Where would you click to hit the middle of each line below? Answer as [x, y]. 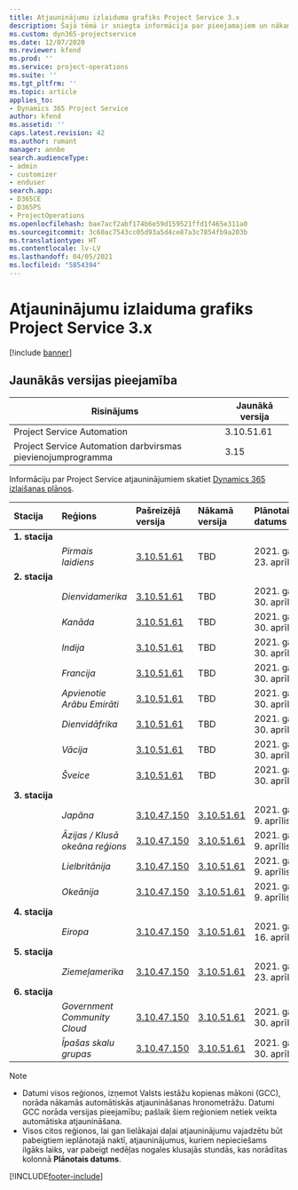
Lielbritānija [86, 866]
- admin [24, 166]
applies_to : [31, 100]
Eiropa [75, 932]
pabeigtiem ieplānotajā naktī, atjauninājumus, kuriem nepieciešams [145, 1140]
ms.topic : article [43, 91]
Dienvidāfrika [90, 724]
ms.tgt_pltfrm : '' [43, 83]
